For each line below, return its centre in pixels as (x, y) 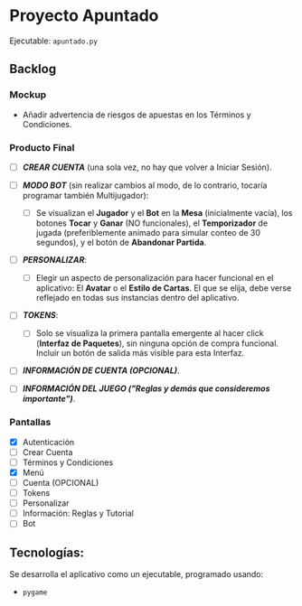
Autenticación (48, 442)
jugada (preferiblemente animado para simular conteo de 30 (148, 233)
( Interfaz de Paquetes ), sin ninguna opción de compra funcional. (157, 343)
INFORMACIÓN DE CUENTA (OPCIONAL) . (101, 370)
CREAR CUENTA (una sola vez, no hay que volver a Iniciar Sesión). (147, 167)
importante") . (49, 399)
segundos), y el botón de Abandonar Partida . (121, 242)
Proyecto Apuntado (84, 16)
